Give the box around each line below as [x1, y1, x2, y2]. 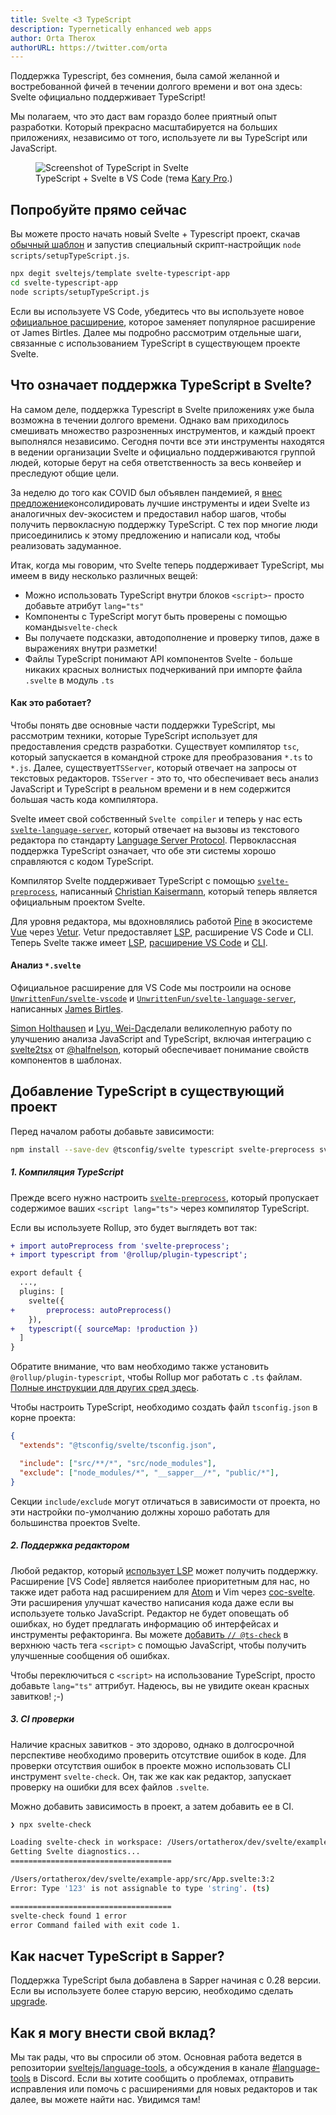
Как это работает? [10, 697, 92, 709]
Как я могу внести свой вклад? [10, 2024, 217, 2041]
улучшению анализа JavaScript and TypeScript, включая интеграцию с [10, 1032, 312, 1045]
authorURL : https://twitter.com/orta [10, 42, 168, 53]
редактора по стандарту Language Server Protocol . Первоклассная [10, 834, 297, 846]
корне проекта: [10, 1412, 76, 1424]
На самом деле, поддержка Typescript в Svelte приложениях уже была [10, 403, 315, 415]
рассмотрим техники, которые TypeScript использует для [10, 729, 258, 741]
